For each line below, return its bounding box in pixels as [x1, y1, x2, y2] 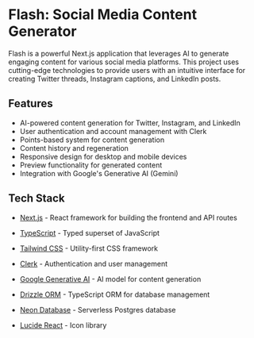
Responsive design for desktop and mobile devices [19, 152, 187, 161]
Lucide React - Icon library [19, 320, 107, 330]
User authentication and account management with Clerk [19, 126, 207, 136]
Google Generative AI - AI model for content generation [19, 274, 202, 283]
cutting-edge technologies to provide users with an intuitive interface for [8, 65, 246, 75]
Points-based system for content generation [19, 135, 165, 144]
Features [8, 97, 53, 110]
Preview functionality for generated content [19, 160, 163, 170]
